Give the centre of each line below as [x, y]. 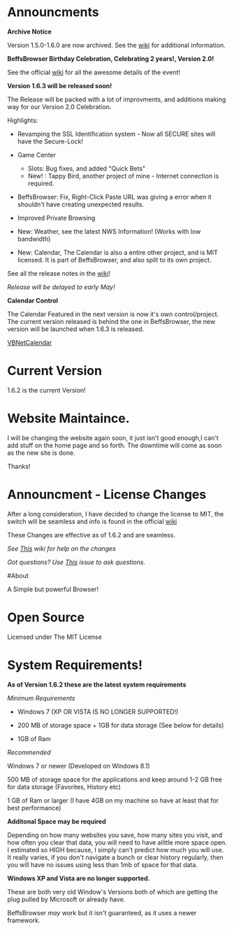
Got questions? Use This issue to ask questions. [76, 562]
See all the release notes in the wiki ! [59, 273]
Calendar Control [32, 300]
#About [18, 575]
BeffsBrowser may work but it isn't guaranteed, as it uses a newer [102, 913]
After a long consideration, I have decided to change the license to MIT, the [116, 514]
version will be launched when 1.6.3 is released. [76, 329]
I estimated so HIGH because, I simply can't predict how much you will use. [116, 850]
